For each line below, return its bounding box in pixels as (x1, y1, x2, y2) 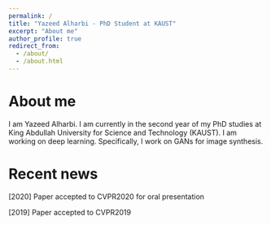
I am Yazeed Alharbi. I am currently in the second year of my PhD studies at (8, 119, 262, 128)
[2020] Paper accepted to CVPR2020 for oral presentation (8, 192, 205, 201)
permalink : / (8, 11, 53, 20)
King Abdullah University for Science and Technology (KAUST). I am (8, 128, 238, 137)
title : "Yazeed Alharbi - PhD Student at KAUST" (8, 19, 177, 28)
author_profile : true (8, 34, 82, 43)
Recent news (8, 165, 98, 183)
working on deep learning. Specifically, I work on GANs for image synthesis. (8, 136, 264, 146)
